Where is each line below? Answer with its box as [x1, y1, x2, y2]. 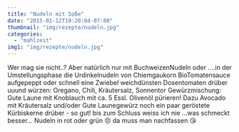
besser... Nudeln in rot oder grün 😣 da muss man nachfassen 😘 [7, 116, 196, 125]
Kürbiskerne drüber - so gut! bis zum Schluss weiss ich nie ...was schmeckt [7, 108, 230, 117]
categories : [7, 30, 43, 38]
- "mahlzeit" [14, 37, 53, 44]
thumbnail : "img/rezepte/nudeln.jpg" [7, 24, 120, 31]
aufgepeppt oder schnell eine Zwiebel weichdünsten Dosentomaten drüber [7, 78, 228, 86]
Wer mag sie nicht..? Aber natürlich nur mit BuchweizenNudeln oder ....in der [7, 64, 233, 71]
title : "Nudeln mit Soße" [7, 10, 84, 18]
